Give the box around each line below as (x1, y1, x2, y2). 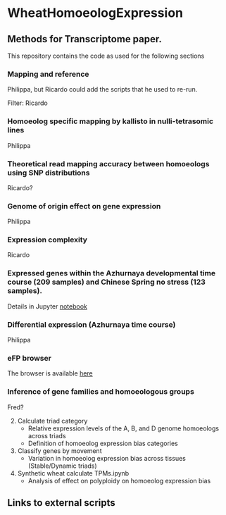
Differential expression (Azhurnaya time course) (7, 319, 176, 329)
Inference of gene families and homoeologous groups (7, 387, 195, 397)
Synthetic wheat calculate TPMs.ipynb (17, 469, 130, 477)
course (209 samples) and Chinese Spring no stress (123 (7, 277, 206, 287)
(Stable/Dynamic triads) (27, 461, 97, 470)
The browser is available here (7, 369, 93, 378)
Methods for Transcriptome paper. (7, 33, 162, 45)
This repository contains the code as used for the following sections (7, 51, 205, 60)
